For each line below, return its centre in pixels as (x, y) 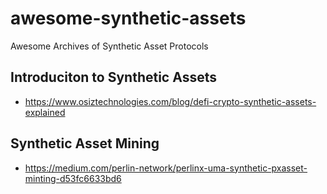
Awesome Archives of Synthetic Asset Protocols (109, 46)
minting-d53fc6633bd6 (73, 178)
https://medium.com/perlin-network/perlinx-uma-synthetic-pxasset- (166, 168)
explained (45, 112)
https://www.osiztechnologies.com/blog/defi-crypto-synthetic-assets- (170, 101)
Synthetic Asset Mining (85, 143)
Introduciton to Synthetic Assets (113, 77)
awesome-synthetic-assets (128, 18)
